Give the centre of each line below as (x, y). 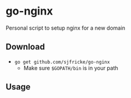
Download (25, 47)
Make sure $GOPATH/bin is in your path (71, 68)
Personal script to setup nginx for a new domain (65, 28)
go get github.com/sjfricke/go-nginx (62, 62)
